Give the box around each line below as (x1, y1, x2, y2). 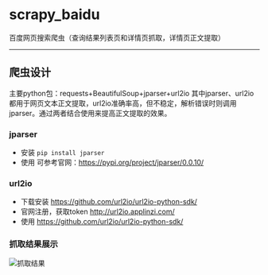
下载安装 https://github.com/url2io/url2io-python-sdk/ (20, 197, 198, 207)
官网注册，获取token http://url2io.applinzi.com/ (20, 207, 175, 216)
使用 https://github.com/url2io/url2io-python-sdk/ (20, 217, 184, 227)
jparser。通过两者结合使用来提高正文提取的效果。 (9, 108, 172, 118)
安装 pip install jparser (20, 148, 105, 157)
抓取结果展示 (9, 238, 59, 250)
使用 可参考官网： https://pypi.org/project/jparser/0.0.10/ (20, 157, 204, 168)
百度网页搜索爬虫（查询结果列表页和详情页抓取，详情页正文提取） (9, 33, 225, 42)
